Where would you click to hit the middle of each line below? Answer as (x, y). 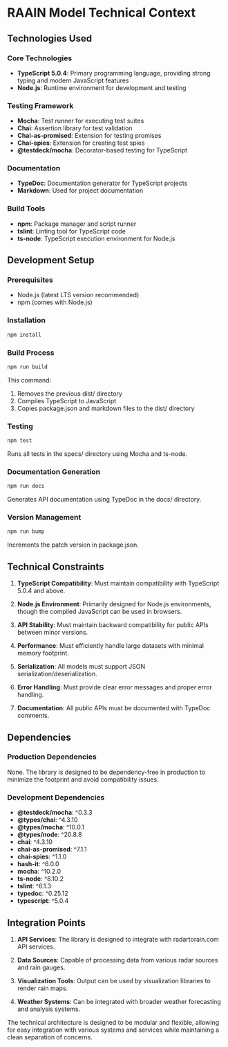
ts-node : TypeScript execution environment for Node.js (96, 238)
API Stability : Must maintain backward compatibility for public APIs (113, 625)
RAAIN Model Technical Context (101, 13)
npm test (20, 441)
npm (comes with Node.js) (55, 302)
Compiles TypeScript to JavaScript (67, 401)
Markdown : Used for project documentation (80, 191)
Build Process (31, 353)
